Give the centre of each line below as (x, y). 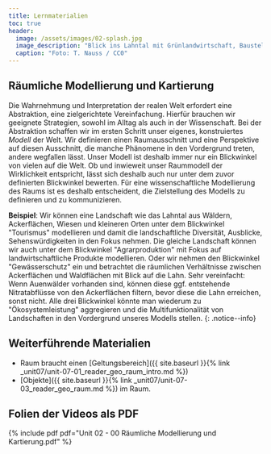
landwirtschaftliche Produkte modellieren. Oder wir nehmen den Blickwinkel (134, 258)
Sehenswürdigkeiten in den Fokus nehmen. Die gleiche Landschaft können (132, 241)
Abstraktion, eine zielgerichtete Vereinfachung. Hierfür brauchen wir (122, 114)
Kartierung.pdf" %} (40, 442)
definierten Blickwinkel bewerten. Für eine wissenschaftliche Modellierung (132, 182)
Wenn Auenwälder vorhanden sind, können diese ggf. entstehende (119, 284)
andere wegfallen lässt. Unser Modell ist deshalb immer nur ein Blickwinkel (133, 156)
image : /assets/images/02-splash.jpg (79, 38)
